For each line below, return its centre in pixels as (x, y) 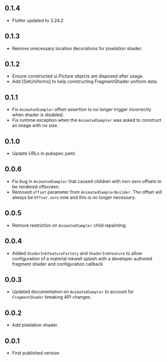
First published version (36, 353)
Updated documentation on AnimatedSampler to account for (73, 292)
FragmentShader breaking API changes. (52, 297)
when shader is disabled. (38, 115)
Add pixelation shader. (35, 325)
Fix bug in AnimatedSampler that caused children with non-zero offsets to (87, 181)
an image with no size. (35, 126)
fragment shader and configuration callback (57, 264)
